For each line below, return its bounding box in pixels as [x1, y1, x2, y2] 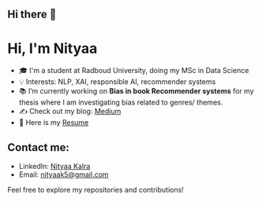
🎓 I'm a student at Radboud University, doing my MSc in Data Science [18, 66, 249, 75]
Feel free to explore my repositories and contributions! [7, 185, 185, 195]
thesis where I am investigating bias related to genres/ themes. [18, 97, 223, 107]
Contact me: [7, 141, 70, 154]
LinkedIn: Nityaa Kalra [18, 162, 91, 171]
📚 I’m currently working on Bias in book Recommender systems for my [18, 86, 254, 96]
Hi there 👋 [7, 8, 57, 21]
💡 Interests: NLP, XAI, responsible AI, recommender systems [18, 77, 216, 86]
